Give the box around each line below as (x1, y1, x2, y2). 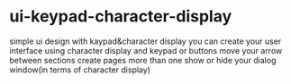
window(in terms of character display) (9, 64, 151, 75)
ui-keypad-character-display (9, 6, 232, 27)
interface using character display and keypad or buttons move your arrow (9, 45, 283, 55)
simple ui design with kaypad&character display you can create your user (9, 36, 282, 46)
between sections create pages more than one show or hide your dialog (9, 55, 277, 65)
